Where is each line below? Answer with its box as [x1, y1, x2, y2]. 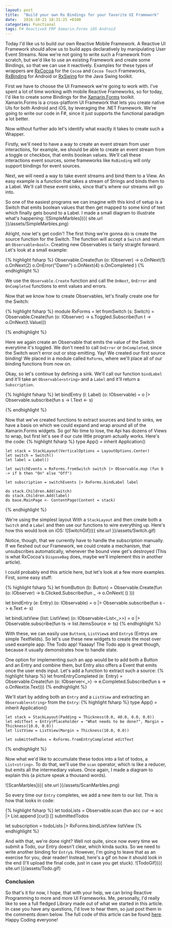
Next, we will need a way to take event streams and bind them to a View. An [5, 172, 165, 179]
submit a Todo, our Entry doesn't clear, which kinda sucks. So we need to [5, 844, 160, 850]
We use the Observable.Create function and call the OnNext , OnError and [5, 277, 157, 284]
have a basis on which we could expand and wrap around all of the [5, 422, 146, 428]
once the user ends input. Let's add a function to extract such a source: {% [5, 667, 164, 674]
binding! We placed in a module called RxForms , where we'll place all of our [5, 355, 162, 361]
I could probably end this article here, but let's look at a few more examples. [5, 569, 165, 575]
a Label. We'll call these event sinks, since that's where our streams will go [5, 184, 163, 190]
